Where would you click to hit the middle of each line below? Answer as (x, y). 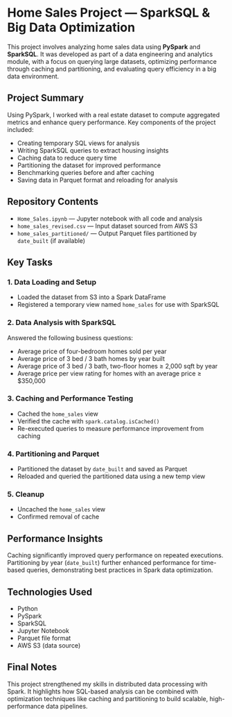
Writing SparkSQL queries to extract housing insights (93, 150)
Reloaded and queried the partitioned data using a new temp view (111, 476)
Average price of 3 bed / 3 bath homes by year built (91, 358)
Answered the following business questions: (70, 337)
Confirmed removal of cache (58, 517)
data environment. (33, 76)
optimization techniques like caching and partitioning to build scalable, (108, 698)
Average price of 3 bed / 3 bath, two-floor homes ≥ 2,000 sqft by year (117, 366)
